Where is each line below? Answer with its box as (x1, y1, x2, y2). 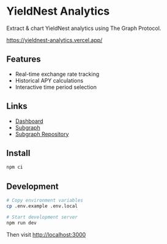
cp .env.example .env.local (6, 203, 78, 209)
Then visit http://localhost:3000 (6, 231, 86, 238)
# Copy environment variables (6, 198, 84, 204)
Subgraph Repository (15, 130, 69, 138)
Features (6, 54, 41, 65)
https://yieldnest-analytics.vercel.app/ (6, 36, 103, 43)
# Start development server (6, 214, 78, 220)
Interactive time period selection (15, 83, 97, 91)
